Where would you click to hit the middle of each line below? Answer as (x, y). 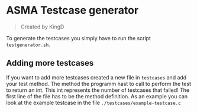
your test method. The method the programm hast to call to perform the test (98, 84)
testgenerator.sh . (28, 44)
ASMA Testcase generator (72, 10)
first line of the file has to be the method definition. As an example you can (97, 96)
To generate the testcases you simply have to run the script (78, 38)
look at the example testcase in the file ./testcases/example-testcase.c (94, 103)
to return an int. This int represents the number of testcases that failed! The (98, 90)
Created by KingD (42, 27)
